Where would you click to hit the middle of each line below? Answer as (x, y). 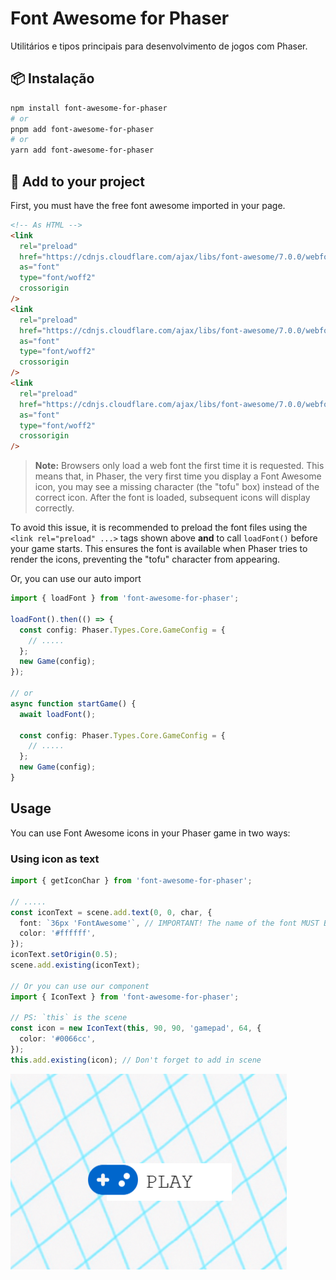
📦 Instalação (52, 78)
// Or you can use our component (80, 986)
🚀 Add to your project (77, 181)
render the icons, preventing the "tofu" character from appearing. (145, 559)
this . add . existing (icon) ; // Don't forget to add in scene (136, 1060)
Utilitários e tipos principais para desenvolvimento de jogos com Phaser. (159, 46)
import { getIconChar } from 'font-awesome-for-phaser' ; (131, 881)
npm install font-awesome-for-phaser (89, 108)
